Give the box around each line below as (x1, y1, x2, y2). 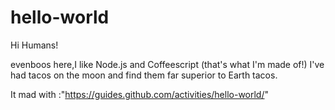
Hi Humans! (10, 39, 59, 51)
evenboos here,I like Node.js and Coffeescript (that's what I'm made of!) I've (10, 58, 325, 70)
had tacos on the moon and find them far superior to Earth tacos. (10, 69, 278, 81)
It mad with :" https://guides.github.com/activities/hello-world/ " (10, 88, 270, 100)
